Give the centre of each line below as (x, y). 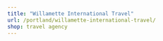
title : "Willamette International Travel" (71, 14)
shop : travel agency (38, 26)
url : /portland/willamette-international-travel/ (82, 20)
